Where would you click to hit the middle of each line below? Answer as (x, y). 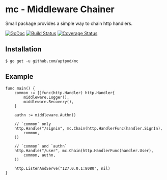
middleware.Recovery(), (49, 102)
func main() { (20, 88)
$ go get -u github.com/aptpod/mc (42, 61)
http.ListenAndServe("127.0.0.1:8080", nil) (62, 168)
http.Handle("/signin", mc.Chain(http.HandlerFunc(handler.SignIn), (89, 128)
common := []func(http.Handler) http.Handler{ (65, 93)
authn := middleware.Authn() (45, 115)
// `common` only (33, 124)
